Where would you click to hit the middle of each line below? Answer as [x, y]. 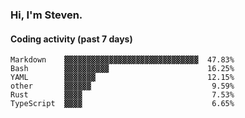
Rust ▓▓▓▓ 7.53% [122, 95]
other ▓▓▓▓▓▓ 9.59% [122, 86]
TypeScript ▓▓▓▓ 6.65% [122, 104]
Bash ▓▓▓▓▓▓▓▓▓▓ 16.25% [122, 69]
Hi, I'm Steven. [46, 15]
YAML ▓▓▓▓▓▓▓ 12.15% [122, 78]
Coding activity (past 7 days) [71, 39]
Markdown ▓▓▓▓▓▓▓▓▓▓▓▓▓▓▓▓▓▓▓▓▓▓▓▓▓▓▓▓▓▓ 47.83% [122, 60]
